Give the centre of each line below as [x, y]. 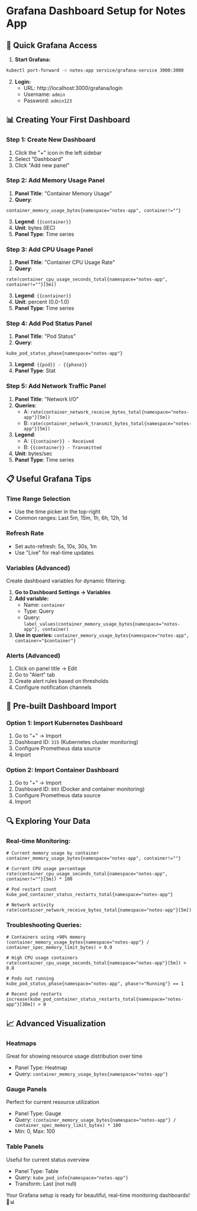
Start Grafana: [33, 59]
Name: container [44, 605]
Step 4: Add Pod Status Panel [49, 324]
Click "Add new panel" [42, 165]
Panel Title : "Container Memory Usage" [63, 193]
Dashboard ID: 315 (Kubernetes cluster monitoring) [76, 742]
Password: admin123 [48, 100]
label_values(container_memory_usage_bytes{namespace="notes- [102, 624]
